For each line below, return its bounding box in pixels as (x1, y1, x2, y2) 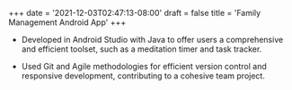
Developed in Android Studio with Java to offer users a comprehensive (21, 35, 284, 45)
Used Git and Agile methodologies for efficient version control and (21, 61, 267, 71)
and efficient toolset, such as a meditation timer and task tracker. (21, 44, 262, 54)
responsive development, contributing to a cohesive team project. (21, 70, 266, 81)
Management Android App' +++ (8, 17, 127, 28)
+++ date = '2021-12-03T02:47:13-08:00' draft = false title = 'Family (8, 8, 261, 18)
